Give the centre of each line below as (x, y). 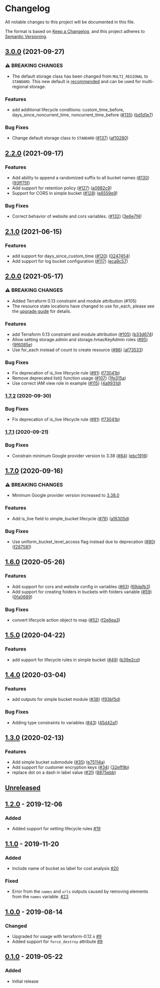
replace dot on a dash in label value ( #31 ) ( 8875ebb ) (64, 772)
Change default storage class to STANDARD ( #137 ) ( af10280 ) (70, 138)
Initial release (25, 981)
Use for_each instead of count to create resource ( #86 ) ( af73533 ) (78, 350)
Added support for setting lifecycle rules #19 (56, 829)
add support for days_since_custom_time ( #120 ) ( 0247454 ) (71, 256)
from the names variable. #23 (40, 897)
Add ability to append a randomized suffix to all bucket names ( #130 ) (81, 177)
